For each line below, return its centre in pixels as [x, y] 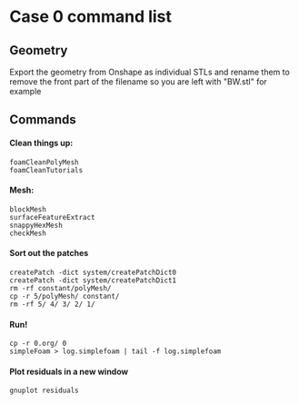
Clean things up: [41, 143]
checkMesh [28, 233]
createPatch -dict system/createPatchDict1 [93, 281]
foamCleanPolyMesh [44, 162]
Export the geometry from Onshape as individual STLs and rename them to [150, 72]
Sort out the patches [49, 253]
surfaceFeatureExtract [52, 217]
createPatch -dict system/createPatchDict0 [93, 272]
